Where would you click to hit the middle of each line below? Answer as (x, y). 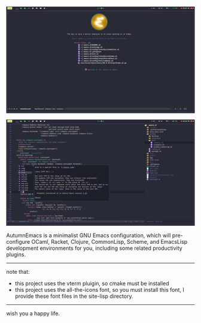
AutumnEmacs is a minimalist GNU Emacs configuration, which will (89, 235)
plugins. (16, 255)
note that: (18, 272)
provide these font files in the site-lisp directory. (74, 296)
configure (18, 242)
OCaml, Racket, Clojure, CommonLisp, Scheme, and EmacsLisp (109, 242)
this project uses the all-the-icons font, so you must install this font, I (99, 290)
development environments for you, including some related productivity (94, 248)
